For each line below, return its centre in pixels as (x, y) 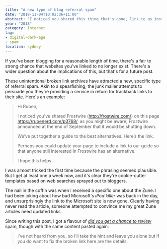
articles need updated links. (34, 211)
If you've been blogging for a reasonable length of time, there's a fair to (78, 61)
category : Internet (25, 28)
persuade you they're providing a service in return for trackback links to (79, 91)
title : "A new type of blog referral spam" (51, 10)
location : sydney (23, 47)
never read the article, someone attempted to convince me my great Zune (81, 206)
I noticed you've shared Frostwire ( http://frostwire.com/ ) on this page (88, 116)
